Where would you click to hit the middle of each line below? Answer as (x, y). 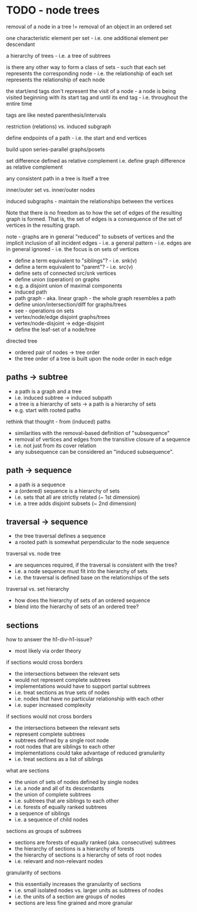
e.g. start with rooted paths (47, 410)
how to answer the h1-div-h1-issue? (49, 640)
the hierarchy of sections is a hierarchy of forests (74, 849)
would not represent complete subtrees (63, 680)
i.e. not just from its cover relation (55, 445)
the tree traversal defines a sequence (60, 536)
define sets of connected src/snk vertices (65, 273)
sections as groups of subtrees (44, 831)
